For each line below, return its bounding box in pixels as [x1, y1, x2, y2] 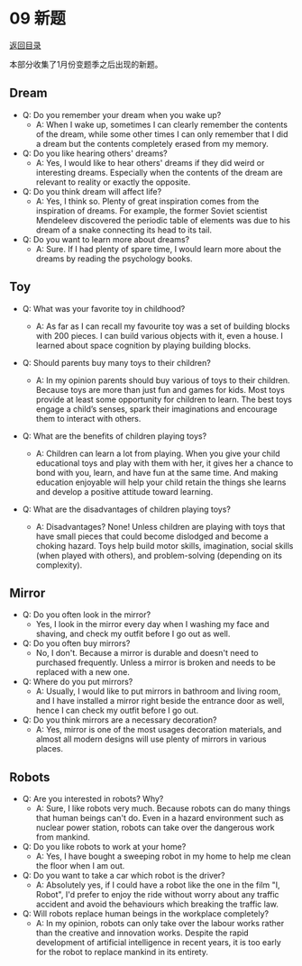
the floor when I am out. [35, 861, 125, 871]
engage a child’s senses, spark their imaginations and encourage [35, 403, 278, 415]
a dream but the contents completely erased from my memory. [35, 138, 269, 149]
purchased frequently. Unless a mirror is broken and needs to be [35, 657, 277, 668]
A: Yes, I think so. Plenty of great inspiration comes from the [35, 196, 260, 206]
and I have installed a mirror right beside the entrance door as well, [35, 696, 285, 706]
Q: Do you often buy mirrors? [22, 638, 131, 649]
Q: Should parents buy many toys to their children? [22, 357, 212, 368]
